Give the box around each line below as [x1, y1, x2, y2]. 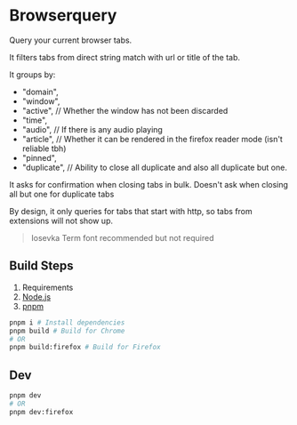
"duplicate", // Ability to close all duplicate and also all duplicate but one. [21, 162, 287, 172]
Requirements [21, 282, 74, 293]
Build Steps [9, 259, 74, 274]
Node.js [21, 291, 52, 302]
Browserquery [9, 5, 117, 26]
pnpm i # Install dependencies [9, 317, 125, 327]
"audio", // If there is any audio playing [21, 124, 163, 134]
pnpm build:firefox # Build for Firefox [9, 343, 162, 352]
